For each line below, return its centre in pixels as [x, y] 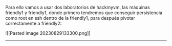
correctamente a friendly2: [34, 23]
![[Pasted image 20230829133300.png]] [48, 33]
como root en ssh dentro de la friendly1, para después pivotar [70, 18]
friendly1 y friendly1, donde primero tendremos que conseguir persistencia [84, 13]
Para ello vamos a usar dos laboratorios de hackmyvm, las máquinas [78, 7]
